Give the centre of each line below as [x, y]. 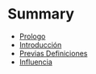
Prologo [32, 36]
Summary [41, 14]
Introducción [40, 44]
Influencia [36, 62]
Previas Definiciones [53, 53]
